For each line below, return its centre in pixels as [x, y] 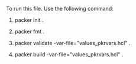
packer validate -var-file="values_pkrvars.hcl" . [72, 43]
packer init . [29, 20]
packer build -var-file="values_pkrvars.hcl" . [69, 55]
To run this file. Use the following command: [60, 9]
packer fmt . [30, 31]
